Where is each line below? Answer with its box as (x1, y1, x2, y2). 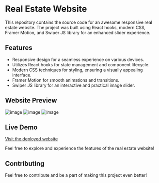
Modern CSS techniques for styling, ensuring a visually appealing (12, 67, 143, 73)
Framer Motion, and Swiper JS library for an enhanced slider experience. (5, 30, 151, 35)
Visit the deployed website (5, 136, 58, 142)
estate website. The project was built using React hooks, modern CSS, (5, 24, 146, 30)
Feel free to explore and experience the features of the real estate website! (5, 145, 155, 151)
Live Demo (5, 123, 38, 131)
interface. (12, 72, 32, 78)
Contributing (5, 159, 45, 168)
